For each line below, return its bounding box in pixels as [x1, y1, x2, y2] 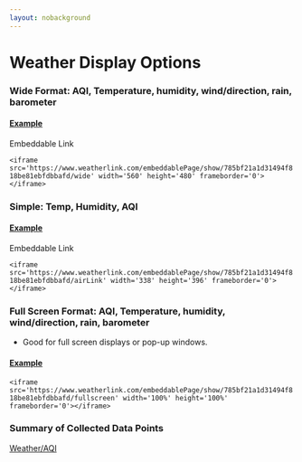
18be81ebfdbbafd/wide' [9, 171, 95, 181]
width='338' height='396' [109, 277, 208, 286]
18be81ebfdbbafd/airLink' [9, 277, 107, 286]
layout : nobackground [9, 13, 91, 23]
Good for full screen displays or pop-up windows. [22, 336, 208, 348]
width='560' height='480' [98, 171, 196, 181]
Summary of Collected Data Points [9, 422, 165, 435]
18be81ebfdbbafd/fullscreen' [9, 393, 119, 402]
